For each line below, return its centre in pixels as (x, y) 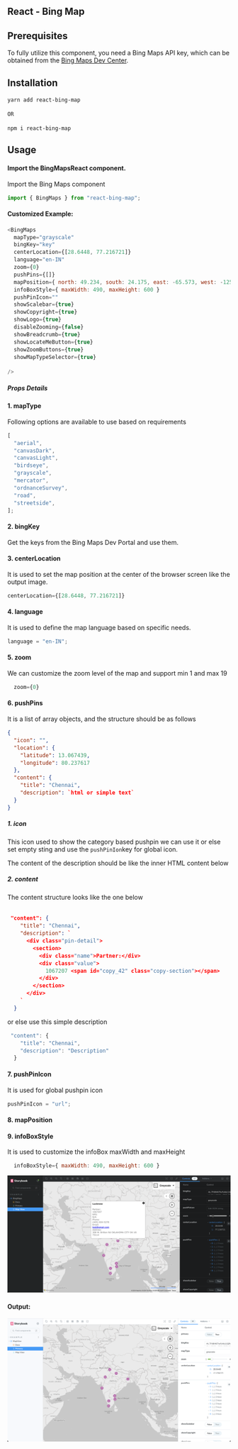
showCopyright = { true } (46, 312)
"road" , (25, 495)
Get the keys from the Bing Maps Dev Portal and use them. (93, 542)
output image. (28, 582)
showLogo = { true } (38, 320)
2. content (23, 879)
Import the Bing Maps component (56, 184)
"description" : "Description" (65, 1051)
